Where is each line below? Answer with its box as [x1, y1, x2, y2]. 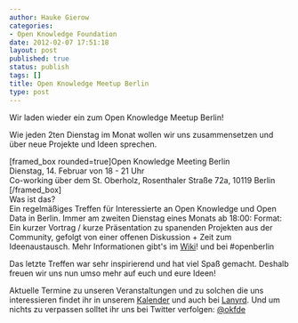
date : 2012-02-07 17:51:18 [9, 37, 109, 47]
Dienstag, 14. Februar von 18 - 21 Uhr [9, 166, 145, 176]
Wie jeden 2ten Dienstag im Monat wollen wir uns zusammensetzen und [9, 129, 274, 140]
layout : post [9, 46, 58, 55]
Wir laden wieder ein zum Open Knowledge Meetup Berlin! [9, 112, 224, 123]
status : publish [9, 63, 69, 72]
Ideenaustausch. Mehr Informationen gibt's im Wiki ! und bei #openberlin [9, 241, 275, 252]
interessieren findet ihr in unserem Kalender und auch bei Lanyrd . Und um [9, 295, 280, 305]
